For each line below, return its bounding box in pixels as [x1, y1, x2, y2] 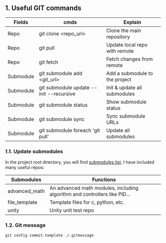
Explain [123, 18, 142, 25]
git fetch [39, 59, 58, 65]
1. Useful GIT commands [5, 4, 82, 12]
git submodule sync [39, 116, 85, 122]
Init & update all [106, 84, 142, 91]
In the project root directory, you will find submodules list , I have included [5, 159, 155, 165]
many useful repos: [5, 165, 44, 171]
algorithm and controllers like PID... [49, 191, 131, 198]
